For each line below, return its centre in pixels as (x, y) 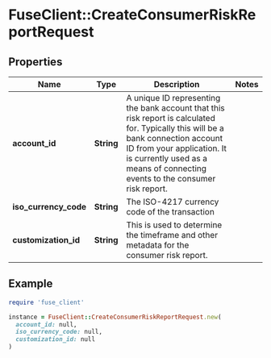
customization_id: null (55, 339)
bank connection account (175, 138)
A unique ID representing (173, 98)
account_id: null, (47, 324)
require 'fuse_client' (46, 302)
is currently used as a (167, 158)
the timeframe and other (172, 235)
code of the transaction (171, 212)
